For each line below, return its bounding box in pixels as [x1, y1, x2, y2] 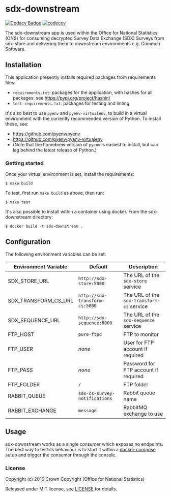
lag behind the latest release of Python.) [12, 147, 97, 153]
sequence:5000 [78, 320, 112, 326]
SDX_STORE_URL [8, 277, 49, 285]
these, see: [5, 120, 29, 127]
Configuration [5, 237, 51, 246]
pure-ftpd [78, 331, 102, 337]
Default [89, 263, 108, 270]
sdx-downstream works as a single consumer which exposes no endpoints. [5, 441, 164, 447]
